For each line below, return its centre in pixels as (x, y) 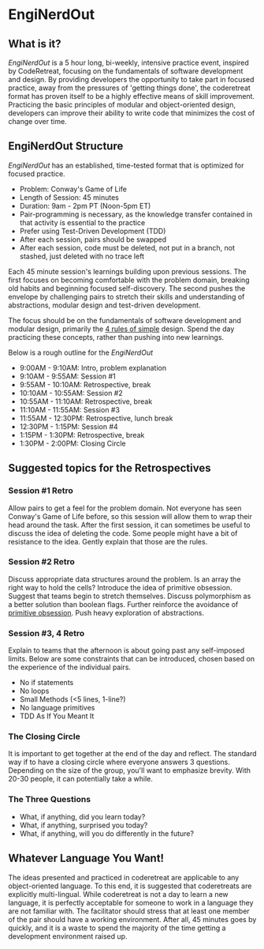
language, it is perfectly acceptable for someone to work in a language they (131, 902)
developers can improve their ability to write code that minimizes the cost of (132, 113)
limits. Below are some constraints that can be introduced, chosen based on (131, 659)
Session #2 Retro (41, 562)
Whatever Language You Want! (86, 859)
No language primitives (57, 708)
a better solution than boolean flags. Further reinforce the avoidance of (123, 604)
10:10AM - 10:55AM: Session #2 (71, 393)
